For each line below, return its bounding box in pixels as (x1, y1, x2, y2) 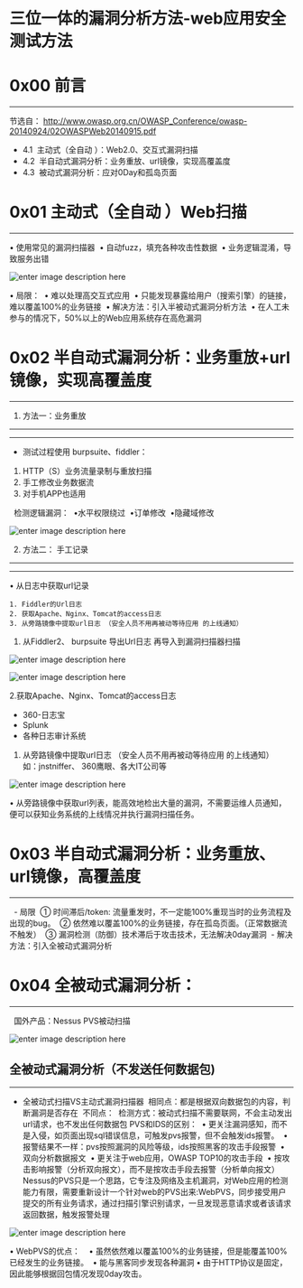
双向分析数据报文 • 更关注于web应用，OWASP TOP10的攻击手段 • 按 (22, 1153, 282, 1163)
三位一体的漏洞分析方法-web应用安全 (9, 8, 287, 29)
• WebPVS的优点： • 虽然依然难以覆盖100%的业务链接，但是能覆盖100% (9, 1246, 288, 1256)
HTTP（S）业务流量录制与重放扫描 (22, 466, 152, 476)
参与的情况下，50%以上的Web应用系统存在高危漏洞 (9, 313, 202, 323)
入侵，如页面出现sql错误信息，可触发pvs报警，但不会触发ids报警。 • (30, 1130, 289, 1141)
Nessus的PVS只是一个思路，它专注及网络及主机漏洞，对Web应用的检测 (22, 1175, 289, 1186)
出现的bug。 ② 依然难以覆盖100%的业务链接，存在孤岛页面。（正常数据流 (9, 918, 288, 929)
